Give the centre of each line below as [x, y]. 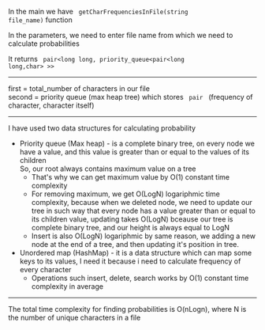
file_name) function [40, 20]
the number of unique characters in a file [75, 317]
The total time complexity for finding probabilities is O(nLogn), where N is [127, 309]
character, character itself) [51, 105]
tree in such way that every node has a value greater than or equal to [144, 211]
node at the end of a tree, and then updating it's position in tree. [135, 244]
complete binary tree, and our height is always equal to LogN [131, 228]
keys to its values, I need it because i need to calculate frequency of [130, 261]
